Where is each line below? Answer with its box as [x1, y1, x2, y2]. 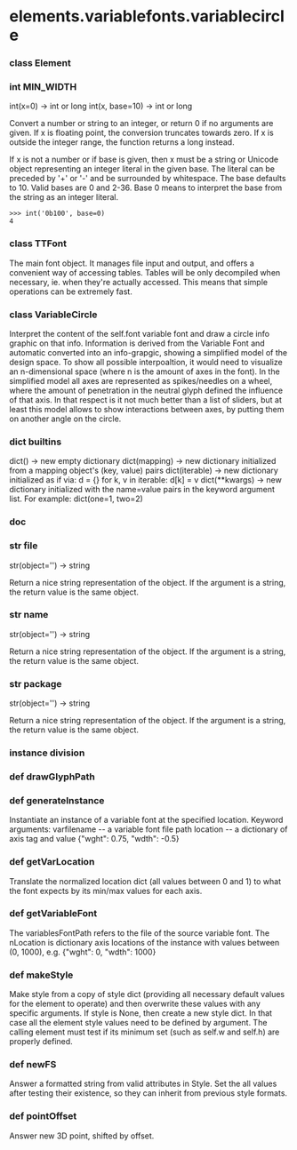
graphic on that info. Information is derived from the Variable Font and [9, 338, 265, 348]
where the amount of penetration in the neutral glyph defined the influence [9, 385, 283, 395]
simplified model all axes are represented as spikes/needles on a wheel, [9, 376, 273, 386]
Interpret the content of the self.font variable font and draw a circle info [9, 329, 269, 339]
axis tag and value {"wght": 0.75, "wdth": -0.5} [9, 834, 180, 844]
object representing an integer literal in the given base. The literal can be [9, 164, 276, 174]
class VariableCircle [9, 308, 98, 321]
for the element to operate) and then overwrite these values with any [9, 998, 261, 1010]
